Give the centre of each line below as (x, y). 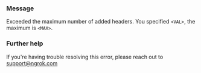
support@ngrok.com (32, 63)
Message (20, 8)
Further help (25, 43)
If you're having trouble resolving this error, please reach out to (85, 57)
